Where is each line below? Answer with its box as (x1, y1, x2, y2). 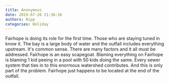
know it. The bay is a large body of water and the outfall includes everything (5, 41, 164, 47)
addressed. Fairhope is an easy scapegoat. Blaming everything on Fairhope (5, 52, 163, 58)
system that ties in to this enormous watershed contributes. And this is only (5, 62, 163, 68)
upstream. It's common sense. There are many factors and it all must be (5, 46, 156, 52)
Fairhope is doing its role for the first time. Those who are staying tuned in (5, 35, 160, 41)
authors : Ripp (5, 17, 36, 22)
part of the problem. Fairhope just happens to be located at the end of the (5, 68, 160, 74)
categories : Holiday (5, 21, 49, 27)
